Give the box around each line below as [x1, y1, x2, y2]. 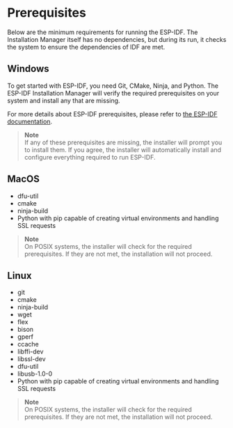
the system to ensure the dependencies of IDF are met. [7, 43, 166, 51]
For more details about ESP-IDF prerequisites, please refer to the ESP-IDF [7, 109, 218, 118]
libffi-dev [17, 347, 44, 356]
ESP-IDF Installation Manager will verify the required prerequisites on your [7, 89, 220, 97]
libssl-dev [17, 355, 47, 363]
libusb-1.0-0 [17, 369, 53, 378]
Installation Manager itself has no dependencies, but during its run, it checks [7, 35, 227, 43]
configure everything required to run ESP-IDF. [24, 153, 156, 161]
